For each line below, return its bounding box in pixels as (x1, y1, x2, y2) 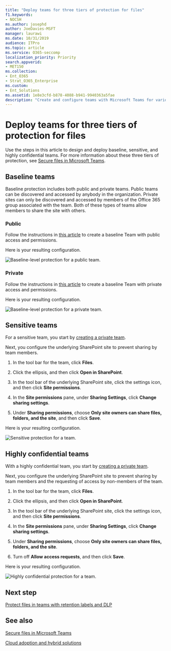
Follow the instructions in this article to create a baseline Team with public (5, 232, 160, 238)
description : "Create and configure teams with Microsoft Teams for (5, 97, 154, 102)
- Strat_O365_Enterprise (5, 78, 58, 83)
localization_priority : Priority (5, 54, 76, 60)
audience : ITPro (5, 41, 40, 46)
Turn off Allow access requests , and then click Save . (12, 554, 125, 560)
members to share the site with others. (5, 208, 87, 214)
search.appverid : (5, 60, 42, 65)
